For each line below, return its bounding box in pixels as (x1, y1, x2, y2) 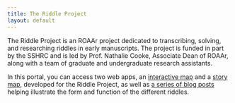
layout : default (7, 17, 55, 24)
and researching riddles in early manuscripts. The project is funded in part (7, 44, 224, 52)
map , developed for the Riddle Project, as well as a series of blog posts (7, 80, 214, 88)
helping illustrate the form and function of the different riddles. (7, 87, 190, 96)
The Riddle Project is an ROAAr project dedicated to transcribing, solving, (7, 36, 222, 44)
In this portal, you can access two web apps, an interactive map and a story (7, 72, 228, 81)
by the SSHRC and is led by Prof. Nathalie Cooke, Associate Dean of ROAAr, (7, 51, 229, 60)
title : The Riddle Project (7, 10, 87, 18)
